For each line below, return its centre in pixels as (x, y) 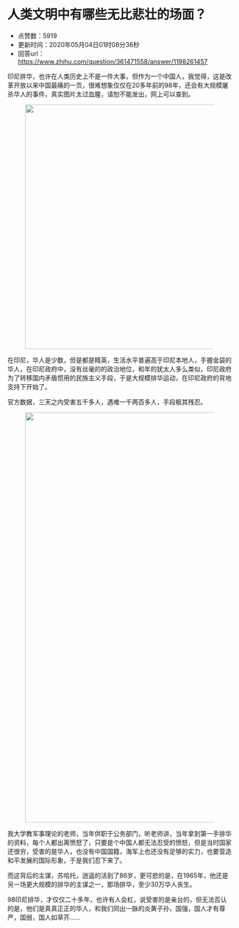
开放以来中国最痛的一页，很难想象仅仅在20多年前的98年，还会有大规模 (118, 85)
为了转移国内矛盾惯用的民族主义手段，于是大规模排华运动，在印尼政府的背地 (119, 378)
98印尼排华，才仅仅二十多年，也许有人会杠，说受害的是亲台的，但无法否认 (117, 899)
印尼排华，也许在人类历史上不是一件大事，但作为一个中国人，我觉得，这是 (116, 76)
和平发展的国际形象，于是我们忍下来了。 (67, 860)
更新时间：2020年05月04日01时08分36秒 (79, 44)
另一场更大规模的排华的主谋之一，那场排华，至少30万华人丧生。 (102, 884)
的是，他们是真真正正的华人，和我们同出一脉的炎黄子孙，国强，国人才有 (113, 908)
